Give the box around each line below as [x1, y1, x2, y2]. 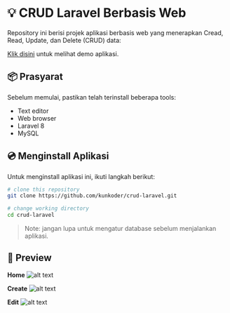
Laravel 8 [17, 121, 45, 130]
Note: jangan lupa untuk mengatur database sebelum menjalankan [24, 225, 217, 233]
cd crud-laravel [7, 212, 55, 219]
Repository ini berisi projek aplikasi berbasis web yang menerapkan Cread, [7, 28, 224, 36]
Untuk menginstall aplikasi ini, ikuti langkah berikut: [7, 172, 156, 180]
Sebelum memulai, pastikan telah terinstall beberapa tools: [7, 93, 177, 101]
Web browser [17, 114, 57, 122]
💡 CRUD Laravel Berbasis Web [7, 5, 187, 21]
